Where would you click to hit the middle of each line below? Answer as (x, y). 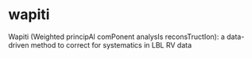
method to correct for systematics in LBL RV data (111, 44)
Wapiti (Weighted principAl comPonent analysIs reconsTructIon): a (116, 37)
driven (19, 44)
